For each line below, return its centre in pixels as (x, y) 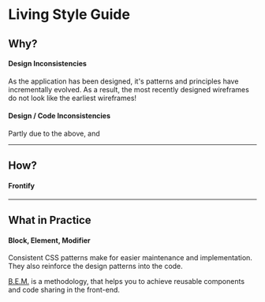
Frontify (22, 185)
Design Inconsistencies (47, 64)
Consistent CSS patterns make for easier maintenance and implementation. (130, 258)
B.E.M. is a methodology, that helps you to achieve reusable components (127, 281)
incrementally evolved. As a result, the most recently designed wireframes (129, 89)
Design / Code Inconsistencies (60, 116)
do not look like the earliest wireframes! (72, 98)
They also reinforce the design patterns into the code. (95, 267)
